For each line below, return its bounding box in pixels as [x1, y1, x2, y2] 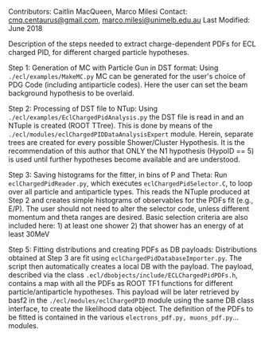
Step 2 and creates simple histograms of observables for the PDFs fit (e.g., [8, 195, 254, 205]
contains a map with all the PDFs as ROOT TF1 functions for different [8, 279, 233, 288]
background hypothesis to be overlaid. [8, 88, 135, 98]
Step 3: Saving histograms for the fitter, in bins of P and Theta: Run [8, 170, 228, 179]
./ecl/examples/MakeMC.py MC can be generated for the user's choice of [8, 72, 246, 80]
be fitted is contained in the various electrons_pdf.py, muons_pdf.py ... [8, 312, 240, 322]
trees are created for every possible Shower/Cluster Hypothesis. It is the [8, 138, 245, 147]
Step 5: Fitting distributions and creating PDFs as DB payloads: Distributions [8, 245, 257, 254]
